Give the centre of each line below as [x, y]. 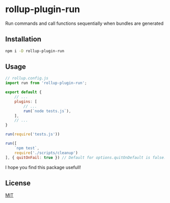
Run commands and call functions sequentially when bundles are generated [84, 23]
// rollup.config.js [27, 78]
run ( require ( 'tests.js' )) [32, 134]
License [18, 183]
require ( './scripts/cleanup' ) [46, 153]
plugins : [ [26, 101]
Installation [23, 39]
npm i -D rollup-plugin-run [35, 51]
